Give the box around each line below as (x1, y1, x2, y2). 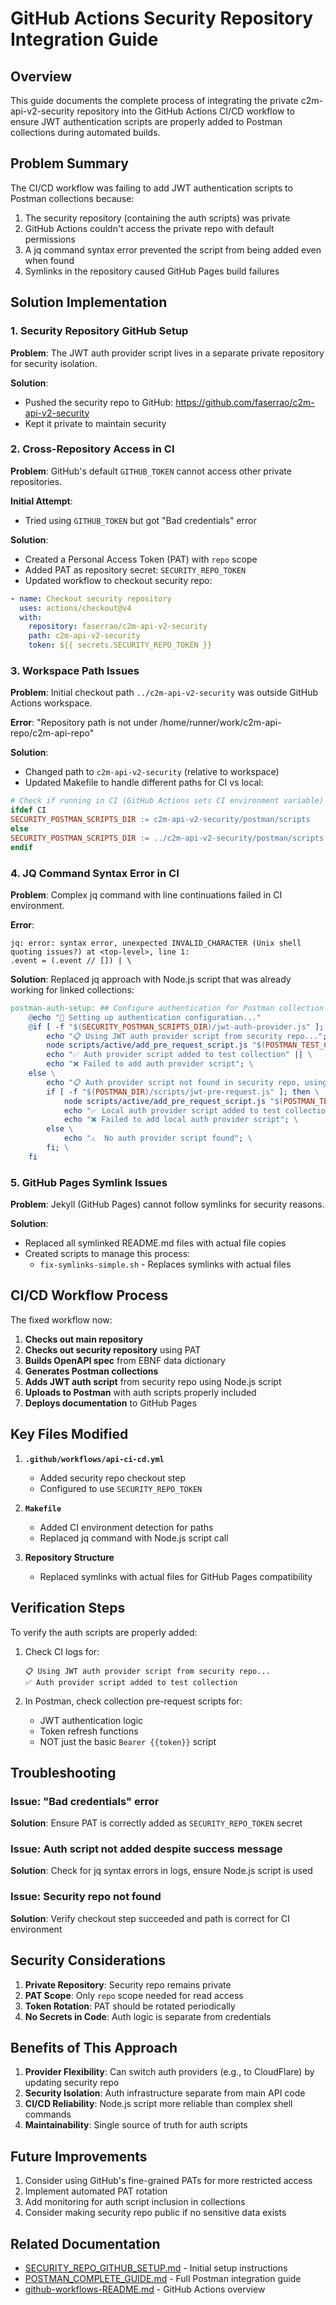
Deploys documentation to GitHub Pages (24, 1397, 197, 1409)
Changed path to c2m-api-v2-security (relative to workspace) (24, 766, 280, 778)
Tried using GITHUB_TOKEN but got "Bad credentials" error (24, 514, 257, 526)
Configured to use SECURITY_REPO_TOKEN (39, 1482, 203, 1494)
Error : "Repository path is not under (10, 717, 158, 729)
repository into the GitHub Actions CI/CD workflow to (76, 105, 296, 117)
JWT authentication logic (39, 1714, 144, 1726)
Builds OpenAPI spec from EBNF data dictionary (24, 1354, 226, 1366)
